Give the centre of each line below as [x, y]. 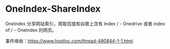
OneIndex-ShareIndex [53, 9]
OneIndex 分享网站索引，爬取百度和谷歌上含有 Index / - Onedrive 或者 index [85, 23]
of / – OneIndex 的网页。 [31, 30]
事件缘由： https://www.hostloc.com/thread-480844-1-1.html [69, 41]
